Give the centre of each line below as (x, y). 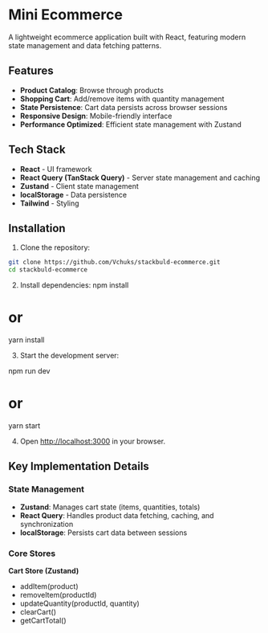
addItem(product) (49, 586)
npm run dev (29, 371)
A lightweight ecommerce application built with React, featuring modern (127, 37)
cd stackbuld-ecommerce (48, 270)
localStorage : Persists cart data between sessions (104, 533)
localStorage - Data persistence (73, 194)
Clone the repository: (55, 247)
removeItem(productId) (58, 594)
